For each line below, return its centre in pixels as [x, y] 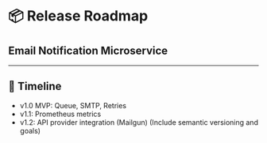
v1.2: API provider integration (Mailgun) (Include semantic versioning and [139, 122]
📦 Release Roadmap [78, 16]
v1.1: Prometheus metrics [60, 114]
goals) [30, 130]
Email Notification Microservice [88, 50]
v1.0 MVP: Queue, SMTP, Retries [73, 105]
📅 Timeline [35, 87]
